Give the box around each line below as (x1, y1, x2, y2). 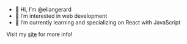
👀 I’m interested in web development (15, 12, 108, 20)
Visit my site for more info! (6, 31, 73, 38)
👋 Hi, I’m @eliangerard (15, 6, 72, 13)
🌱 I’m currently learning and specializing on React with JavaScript (15, 19, 181, 26)
